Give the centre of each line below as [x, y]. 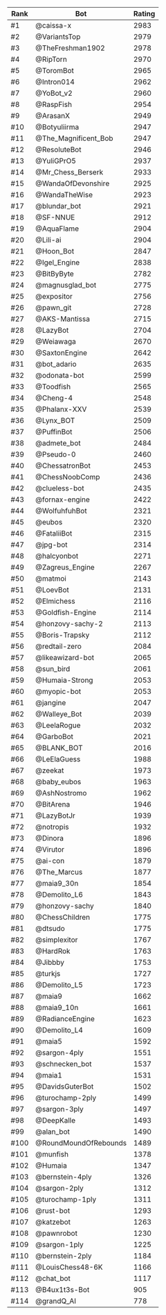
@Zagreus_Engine [65, 567]
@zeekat [50, 770]
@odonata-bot [60, 375]
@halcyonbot [57, 556]
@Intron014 [55, 82]
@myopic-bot [58, 692]
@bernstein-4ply [64, 1177]
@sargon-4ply [60, 1053]
